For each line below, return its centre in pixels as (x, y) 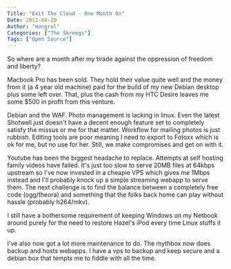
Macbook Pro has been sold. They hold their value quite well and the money (115, 80)
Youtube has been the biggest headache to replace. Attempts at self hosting (115, 158)
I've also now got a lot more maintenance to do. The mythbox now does (109, 243)
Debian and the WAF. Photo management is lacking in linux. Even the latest (113, 115)
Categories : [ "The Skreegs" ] (49, 33)
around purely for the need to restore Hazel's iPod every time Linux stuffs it (114, 223)
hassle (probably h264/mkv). (48, 202)
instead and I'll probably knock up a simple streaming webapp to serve (108, 180)
